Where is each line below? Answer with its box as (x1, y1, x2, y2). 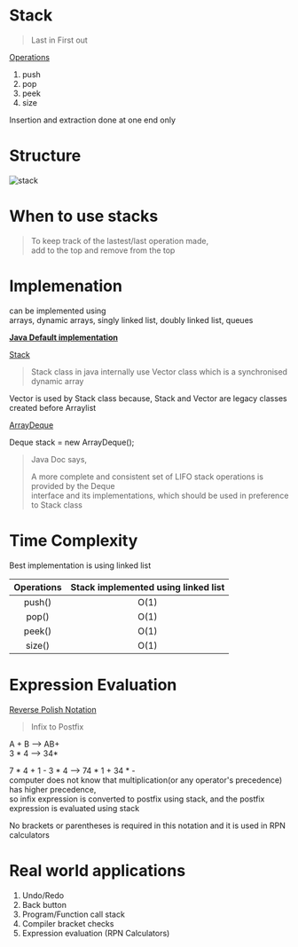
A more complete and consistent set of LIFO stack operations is (30, 471, 264, 482)
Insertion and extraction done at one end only (9, 114, 176, 125)
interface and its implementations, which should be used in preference (30, 490, 289, 501)
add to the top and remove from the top (30, 245, 176, 256)
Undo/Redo (21, 889, 65, 901)
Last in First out (30, 35, 89, 45)
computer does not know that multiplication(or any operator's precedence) (9, 774, 283, 785)
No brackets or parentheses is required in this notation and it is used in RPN (9, 820, 286, 831)
